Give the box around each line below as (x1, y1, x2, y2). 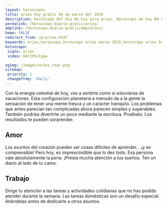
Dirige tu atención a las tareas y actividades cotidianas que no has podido (5, 188, 157, 194)
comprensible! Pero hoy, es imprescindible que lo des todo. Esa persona (5, 149, 153, 155)
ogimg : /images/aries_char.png (5, 63, 70, 68)
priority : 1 (7, 72, 32, 77)
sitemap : (5, 67, 23, 72)
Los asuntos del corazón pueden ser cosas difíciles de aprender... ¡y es (5, 144, 151, 150)
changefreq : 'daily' (7, 77, 50, 82)
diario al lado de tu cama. (5, 160, 57, 166)
